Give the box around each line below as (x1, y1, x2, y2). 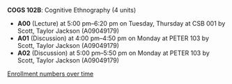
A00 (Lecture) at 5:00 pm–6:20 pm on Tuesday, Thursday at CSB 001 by (17, 19, 226, 27)
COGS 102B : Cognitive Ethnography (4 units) (7, 6, 137, 14)
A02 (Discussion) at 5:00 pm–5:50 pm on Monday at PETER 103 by (17, 49, 210, 57)
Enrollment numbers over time (7, 69, 94, 78)
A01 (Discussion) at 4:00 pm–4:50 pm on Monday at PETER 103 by (17, 34, 210, 42)
